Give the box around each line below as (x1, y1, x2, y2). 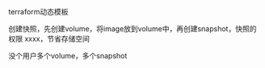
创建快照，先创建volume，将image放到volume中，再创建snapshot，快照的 (8, 24, 257, 34)
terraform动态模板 (8, 7, 69, 16)
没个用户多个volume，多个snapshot (8, 51, 128, 60)
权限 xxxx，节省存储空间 (8, 34, 90, 43)
